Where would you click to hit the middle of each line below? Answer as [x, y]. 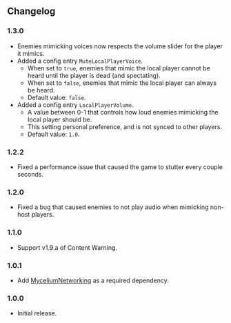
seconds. [30, 174]
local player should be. [60, 119]
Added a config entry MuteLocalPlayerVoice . [80, 61]
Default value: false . [57, 97]
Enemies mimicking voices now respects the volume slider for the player [120, 46]
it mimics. [31, 53]
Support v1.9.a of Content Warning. [67, 247]
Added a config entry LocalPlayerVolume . [75, 105]
